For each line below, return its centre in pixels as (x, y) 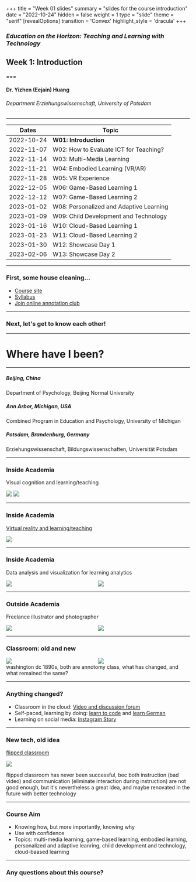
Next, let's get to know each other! (56, 323)
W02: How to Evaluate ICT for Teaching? (108, 149)
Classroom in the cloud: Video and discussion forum (77, 707)
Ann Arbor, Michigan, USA (39, 406)
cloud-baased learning (42, 852)
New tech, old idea (33, 740)
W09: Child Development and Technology (110, 216)
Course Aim (23, 814)
